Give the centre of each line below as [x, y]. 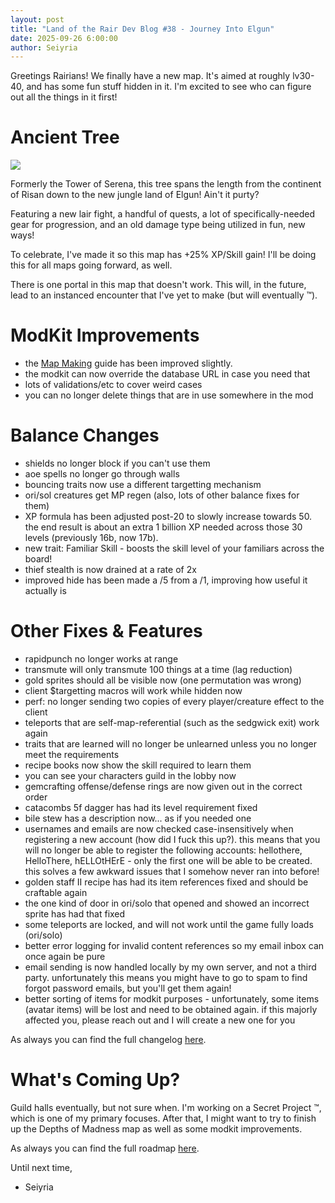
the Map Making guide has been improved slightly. [128, 363]
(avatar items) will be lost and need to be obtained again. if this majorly [171, 1009]
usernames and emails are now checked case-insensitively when [159, 829]
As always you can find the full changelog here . [108, 1039]
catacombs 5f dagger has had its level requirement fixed [141, 807]
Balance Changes [85, 435]
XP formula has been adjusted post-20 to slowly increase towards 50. [168, 517]
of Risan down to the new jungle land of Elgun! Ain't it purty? [135, 195]
